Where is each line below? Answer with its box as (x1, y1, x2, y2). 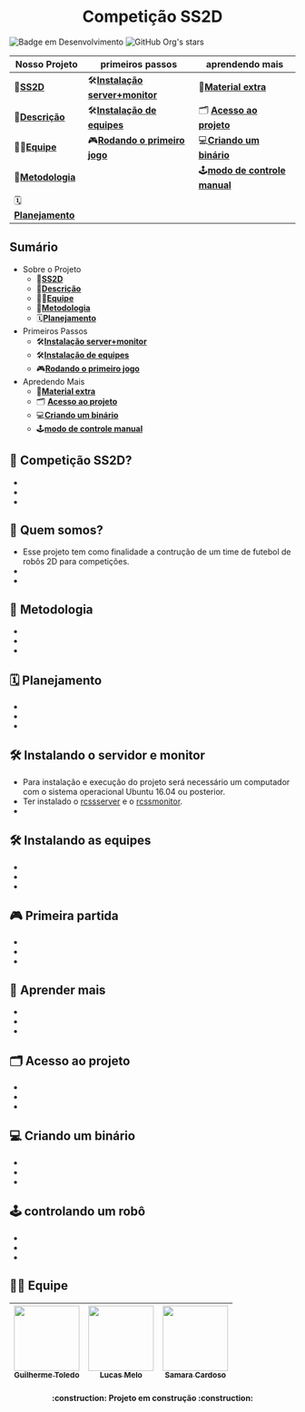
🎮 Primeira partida (9, 908, 120, 924)
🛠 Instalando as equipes (9, 833, 152, 848)
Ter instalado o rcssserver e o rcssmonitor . (22, 796, 183, 807)
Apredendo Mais (22, 376, 85, 387)
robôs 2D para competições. (22, 556, 130, 567)
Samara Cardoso (164, 1370, 227, 1380)
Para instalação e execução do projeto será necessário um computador (22, 776, 290, 787)
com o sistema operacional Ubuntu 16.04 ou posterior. (22, 786, 225, 797)
